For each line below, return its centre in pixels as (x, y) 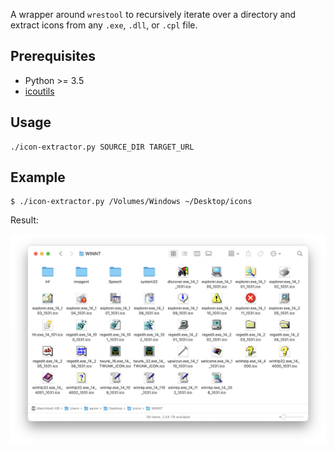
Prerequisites (53, 56)
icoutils (39, 91)
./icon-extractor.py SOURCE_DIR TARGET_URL (102, 147)
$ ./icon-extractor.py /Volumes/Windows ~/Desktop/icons (131, 202)
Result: (24, 220)
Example (38, 177)
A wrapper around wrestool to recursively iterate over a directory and (153, 14)
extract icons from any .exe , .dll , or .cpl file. (104, 25)
